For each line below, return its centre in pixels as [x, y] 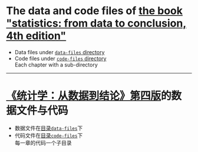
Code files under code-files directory [60, 58]
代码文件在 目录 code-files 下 [49, 135]
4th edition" [36, 36]
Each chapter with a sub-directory [56, 65]
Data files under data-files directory [60, 52]
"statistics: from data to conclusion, [96, 23]
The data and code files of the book [94, 11]
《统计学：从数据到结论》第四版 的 [89, 96]
